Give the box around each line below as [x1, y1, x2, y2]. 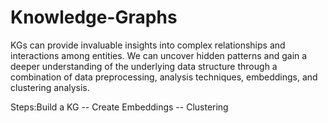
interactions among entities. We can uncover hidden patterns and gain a [10, 49, 308, 61]
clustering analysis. [10, 81, 90, 93]
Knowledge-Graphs [10, 6, 178, 29]
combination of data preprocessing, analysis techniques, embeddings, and [10, 71, 318, 83]
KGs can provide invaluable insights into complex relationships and [10, 39, 286, 51]
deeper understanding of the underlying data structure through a [10, 60, 278, 72]
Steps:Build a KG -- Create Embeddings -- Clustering [10, 101, 229, 113]
